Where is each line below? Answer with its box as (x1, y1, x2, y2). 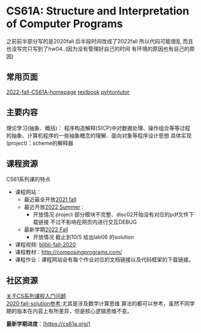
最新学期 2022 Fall (23, 226, 68, 233)
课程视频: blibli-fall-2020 (14, 241, 76, 248)
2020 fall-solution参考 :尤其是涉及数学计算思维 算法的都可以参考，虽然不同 (6, 300, 190, 307)
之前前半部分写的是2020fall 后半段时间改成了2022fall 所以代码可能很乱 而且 (6, 37, 194, 44)
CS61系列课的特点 (6, 176, 51, 183)
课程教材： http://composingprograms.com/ (14, 248, 122, 256)
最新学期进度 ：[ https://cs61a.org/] (6, 320, 91, 328)
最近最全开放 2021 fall (23, 196, 77, 203)
